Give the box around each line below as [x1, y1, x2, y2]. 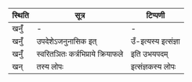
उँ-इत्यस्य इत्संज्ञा [130, 36, 180, 46]
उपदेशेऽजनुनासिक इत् [36, 36, 97, 46]
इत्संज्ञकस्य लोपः [130, 62, 176, 72]
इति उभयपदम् [130, 48, 168, 59]
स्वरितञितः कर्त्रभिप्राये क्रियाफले [36, 48, 124, 59]
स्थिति [12, 10, 29, 20]
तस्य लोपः [36, 62, 64, 72]
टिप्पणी [146, 10, 165, 20]
